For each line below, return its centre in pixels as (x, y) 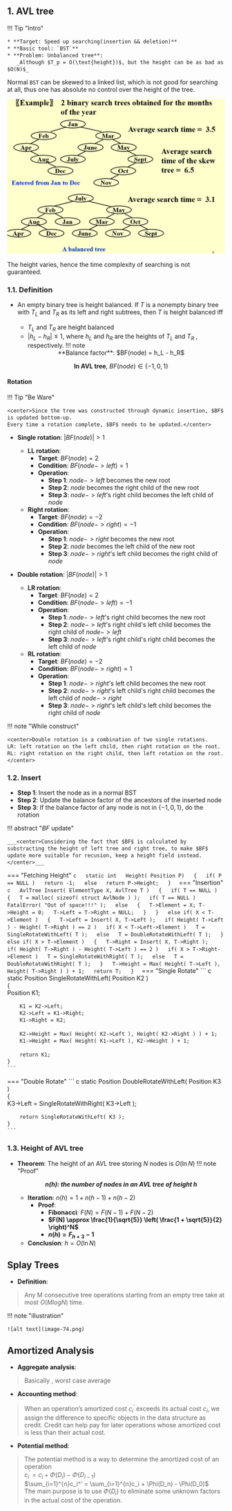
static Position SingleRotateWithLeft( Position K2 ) (78, 979)
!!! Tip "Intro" (25, 28)
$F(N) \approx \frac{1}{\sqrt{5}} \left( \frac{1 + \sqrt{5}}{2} (135, 1219)
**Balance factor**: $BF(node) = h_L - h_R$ (121, 353)
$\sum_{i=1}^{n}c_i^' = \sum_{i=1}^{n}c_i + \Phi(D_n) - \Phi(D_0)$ (116, 1483)
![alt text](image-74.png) (46, 1329)
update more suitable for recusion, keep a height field (91, 856)
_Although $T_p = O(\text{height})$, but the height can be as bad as (120, 62)
